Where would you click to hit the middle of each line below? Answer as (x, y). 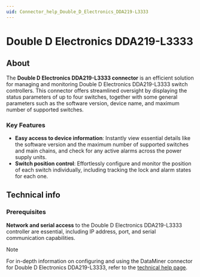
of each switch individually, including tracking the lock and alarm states (103, 170)
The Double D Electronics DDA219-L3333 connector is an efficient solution (100, 78)
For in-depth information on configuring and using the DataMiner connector (99, 261)
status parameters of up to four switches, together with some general (92, 97)
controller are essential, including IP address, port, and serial (81, 232)
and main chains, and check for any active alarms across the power (98, 151)
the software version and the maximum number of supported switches (101, 144)
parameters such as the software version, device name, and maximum (93, 103)
